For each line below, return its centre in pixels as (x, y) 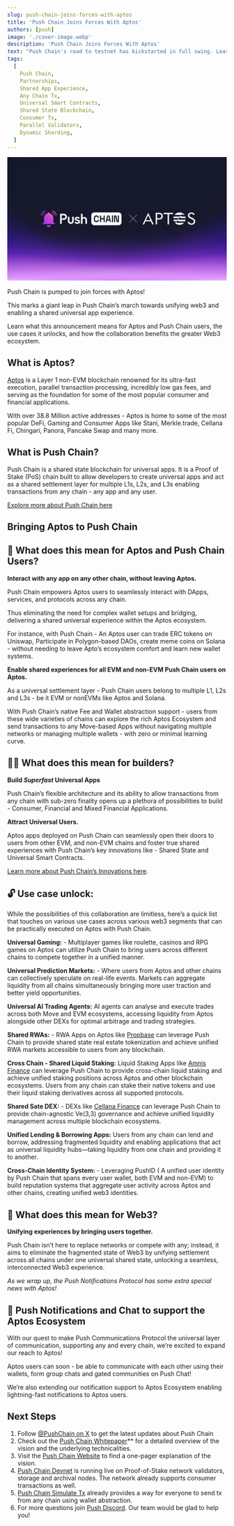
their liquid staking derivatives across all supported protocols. (96, 1093)
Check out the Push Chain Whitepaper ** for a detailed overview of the (118, 1441)
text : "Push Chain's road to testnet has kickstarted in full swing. (110, 52)
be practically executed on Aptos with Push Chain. (79, 929)
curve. (16, 741)
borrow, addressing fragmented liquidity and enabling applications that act (114, 1142)
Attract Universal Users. (43, 822)
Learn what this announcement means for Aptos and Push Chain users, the (115, 326)
